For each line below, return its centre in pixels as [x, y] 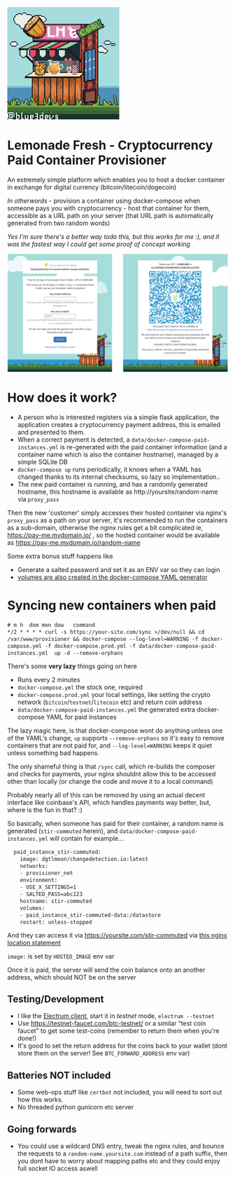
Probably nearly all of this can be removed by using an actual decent [106, 794]
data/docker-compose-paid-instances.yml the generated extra [106, 709]
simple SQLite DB [42, 461]
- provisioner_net [47, 873]
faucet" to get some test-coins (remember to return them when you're [118, 1031]
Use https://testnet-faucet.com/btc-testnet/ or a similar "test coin [112, 1024]
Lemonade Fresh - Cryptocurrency [110, 145]
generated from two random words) [59, 223]
